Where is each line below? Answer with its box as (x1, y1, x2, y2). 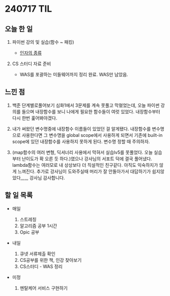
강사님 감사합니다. (29, 174, 65, 181)
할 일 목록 (5, 191, 33, 200)
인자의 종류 (19, 50, 42, 56)
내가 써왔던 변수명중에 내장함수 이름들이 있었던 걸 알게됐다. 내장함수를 (12, 126, 151, 132)
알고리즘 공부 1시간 (19, 222, 58, 229)
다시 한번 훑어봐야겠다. (12, 115, 58, 121)
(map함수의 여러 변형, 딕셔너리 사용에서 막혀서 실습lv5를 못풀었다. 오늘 (12, 149, 153, 155)
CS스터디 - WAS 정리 (19, 263, 63, 270)
